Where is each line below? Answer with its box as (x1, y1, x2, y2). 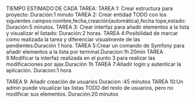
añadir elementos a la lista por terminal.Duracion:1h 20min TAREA (6, 48, 163, 55)
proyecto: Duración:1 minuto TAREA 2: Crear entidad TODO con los (6, 11, 167, 18)
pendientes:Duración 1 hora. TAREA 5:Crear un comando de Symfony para (6, 42, 185, 49)
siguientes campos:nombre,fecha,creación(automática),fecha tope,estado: (6, 17, 186, 24)
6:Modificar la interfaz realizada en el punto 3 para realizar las (6, 55, 156, 61)
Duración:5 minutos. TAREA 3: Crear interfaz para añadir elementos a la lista (6, 23, 190, 30)
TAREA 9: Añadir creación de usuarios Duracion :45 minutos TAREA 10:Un (6, 78, 184, 85)
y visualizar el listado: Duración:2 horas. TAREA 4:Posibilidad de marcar (6, 30, 178, 37)
